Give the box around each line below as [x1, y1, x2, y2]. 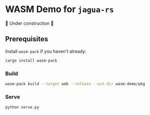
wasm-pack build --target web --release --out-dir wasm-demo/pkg [5, 81, 145, 86]
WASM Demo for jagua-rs [5, 4, 114, 15]
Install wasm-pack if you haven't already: [5, 48, 87, 54]
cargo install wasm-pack [5, 58, 57, 63]
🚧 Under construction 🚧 [5, 20, 54, 26]
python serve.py [5, 105, 39, 110]
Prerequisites [5, 35, 48, 43]
